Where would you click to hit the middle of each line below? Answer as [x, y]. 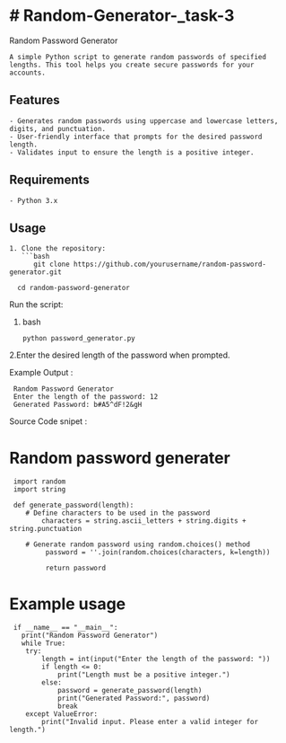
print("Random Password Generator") [90, 636]
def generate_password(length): [74, 505]
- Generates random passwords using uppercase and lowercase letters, [144, 121]
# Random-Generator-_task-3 [122, 16]
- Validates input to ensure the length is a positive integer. [132, 152]
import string [39, 490]
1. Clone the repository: [57, 249]
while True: [43, 643]
